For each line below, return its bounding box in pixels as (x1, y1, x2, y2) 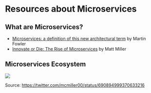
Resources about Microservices (5, 3, 137, 15)
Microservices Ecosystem (5, 60, 86, 69)
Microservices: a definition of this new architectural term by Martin (12, 36, 146, 41)
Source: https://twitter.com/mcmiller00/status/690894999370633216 (5, 82, 145, 88)
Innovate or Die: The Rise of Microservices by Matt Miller (12, 46, 127, 52)
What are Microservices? (5, 23, 83, 31)
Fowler (12, 41, 26, 47)
